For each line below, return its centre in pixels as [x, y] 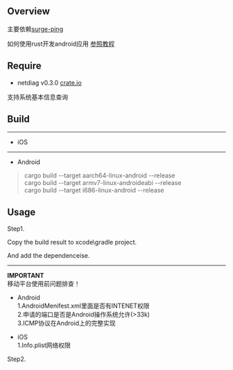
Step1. [16, 229]
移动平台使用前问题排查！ [44, 284]
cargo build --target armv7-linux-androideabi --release [103, 183]
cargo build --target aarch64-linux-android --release [100, 175]
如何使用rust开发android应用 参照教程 [61, 44]
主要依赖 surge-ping [35, 29]
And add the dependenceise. [49, 256]
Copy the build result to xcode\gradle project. [72, 243]
